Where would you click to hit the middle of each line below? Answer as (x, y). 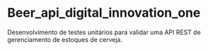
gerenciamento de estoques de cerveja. (65, 39)
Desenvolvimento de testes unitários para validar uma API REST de (104, 32)
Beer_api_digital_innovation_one (104, 13)
